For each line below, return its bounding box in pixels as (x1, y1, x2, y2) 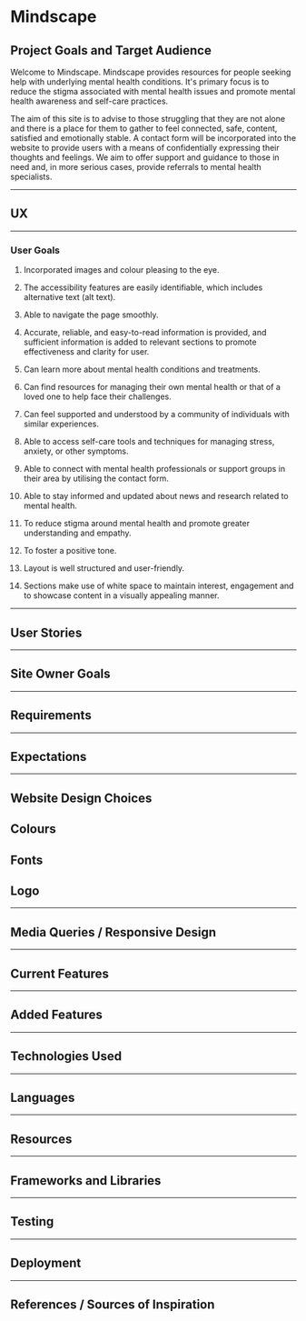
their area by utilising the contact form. (23, 473, 169, 484)
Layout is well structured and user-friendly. (23, 563, 185, 574)
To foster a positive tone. (23, 545, 117, 556)
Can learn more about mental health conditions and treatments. (23, 364, 262, 375)
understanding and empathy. (23, 527, 132, 538)
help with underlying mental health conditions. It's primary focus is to (10, 76, 270, 87)
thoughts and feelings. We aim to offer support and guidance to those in (10, 152, 280, 163)
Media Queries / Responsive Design (10, 925, 217, 940)
